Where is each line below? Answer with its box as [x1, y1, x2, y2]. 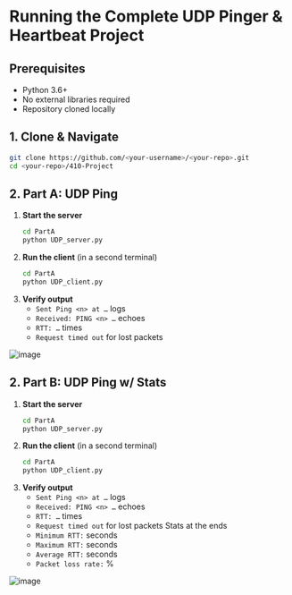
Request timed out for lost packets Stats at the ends [35, 521, 228, 531]
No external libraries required [21, 94, 130, 105]
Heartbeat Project [9, 25, 145, 46]
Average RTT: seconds [35, 548, 118, 560]
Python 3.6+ [21, 85, 69, 95]
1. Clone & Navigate [9, 130, 119, 145]
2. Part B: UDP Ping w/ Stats [9, 375, 167, 390]
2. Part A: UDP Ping [9, 186, 119, 201]
